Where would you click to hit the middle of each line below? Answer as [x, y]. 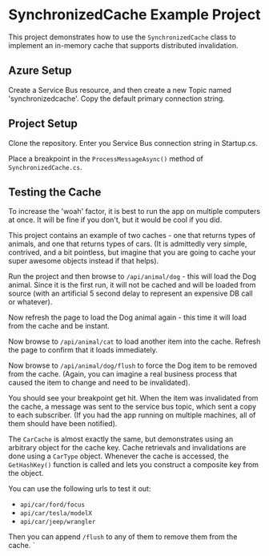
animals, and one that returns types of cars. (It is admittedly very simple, [128, 244]
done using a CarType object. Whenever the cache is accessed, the [119, 456]
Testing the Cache [55, 192]
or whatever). [30, 302]
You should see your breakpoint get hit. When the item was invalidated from [133, 398]
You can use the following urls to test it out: [80, 489]
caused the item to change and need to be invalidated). [99, 383]
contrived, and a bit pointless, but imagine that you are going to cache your [132, 252]
